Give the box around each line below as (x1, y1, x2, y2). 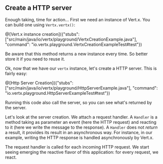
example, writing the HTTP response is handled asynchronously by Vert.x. (5, 134, 154, 140)
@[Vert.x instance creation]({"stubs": (5, 31, 80, 37)
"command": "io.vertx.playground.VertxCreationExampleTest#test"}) (5, 41, 142, 47)
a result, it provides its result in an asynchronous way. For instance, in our (5, 129, 153, 135)
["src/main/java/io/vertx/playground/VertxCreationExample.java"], (5, 36, 138, 42)
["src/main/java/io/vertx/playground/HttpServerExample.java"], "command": (5, 85, 158, 91)
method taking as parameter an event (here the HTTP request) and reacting (5, 119, 157, 125)
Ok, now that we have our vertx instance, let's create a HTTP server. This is (5, 65, 157, 71)
